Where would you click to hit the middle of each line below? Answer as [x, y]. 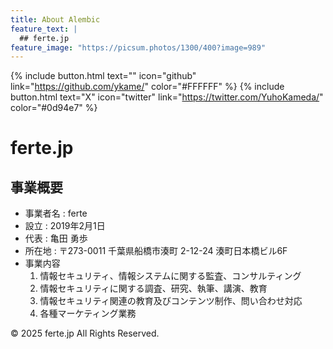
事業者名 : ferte [56, 213]
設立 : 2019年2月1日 [65, 226]
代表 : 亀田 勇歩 [56, 238]
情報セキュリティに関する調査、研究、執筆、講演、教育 [153, 288]
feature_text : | [44, 29]
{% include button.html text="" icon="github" [103, 76]
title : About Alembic [55, 19]
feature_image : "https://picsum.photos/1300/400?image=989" [138, 47]
